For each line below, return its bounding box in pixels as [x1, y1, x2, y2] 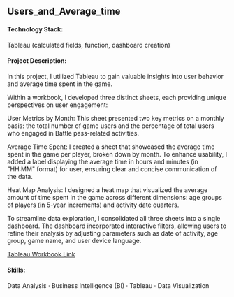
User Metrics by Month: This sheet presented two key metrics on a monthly [7, 114, 225, 122]
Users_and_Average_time [7, 6, 121, 17]
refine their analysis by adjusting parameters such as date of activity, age [7, 229, 219, 237]
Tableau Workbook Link [7, 249, 75, 258]
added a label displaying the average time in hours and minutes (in [7, 157, 199, 166]
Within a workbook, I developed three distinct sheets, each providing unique [7, 93, 227, 101]
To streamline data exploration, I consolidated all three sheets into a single [7, 214, 221, 222]
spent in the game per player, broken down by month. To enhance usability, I [7, 150, 228, 158]
